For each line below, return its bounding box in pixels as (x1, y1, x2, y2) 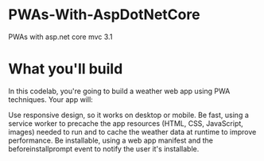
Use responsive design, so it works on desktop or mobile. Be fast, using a (8, 110, 249, 120)
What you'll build (8, 60, 123, 78)
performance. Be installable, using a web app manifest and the (8, 135, 213, 145)
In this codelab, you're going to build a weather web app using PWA (8, 86, 231, 96)
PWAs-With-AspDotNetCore (8, 6, 200, 24)
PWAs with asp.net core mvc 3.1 (8, 32, 113, 41)
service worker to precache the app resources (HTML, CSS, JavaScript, (8, 118, 244, 128)
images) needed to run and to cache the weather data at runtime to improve (8, 127, 257, 136)
